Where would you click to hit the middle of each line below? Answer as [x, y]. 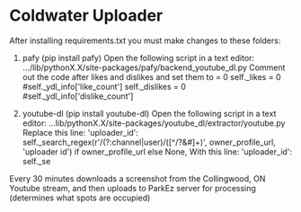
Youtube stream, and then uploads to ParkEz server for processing [133, 188]
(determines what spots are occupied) [80, 198]
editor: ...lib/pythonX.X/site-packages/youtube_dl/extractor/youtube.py [154, 123]
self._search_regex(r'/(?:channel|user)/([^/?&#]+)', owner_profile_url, [149, 142]
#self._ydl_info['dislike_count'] [78, 96]
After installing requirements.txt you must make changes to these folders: [145, 40]
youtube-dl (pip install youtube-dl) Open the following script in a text [149, 113]
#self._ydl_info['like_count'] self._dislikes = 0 [104, 86]
